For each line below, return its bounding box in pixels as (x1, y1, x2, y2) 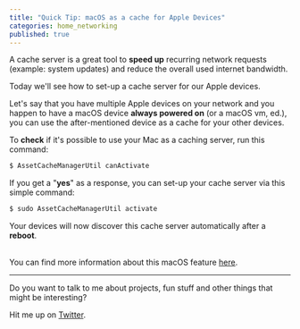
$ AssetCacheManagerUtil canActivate (9, 162, 150, 171)
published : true (9, 30, 70, 38)
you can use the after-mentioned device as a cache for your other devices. (9, 117, 285, 128)
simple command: (9, 187, 75, 198)
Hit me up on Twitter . (9, 309, 87, 320)
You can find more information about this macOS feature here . (9, 257, 238, 268)
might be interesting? (9, 292, 87, 303)
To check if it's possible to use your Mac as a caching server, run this (9, 135, 265, 146)
